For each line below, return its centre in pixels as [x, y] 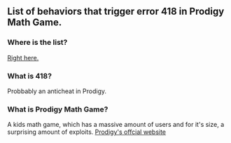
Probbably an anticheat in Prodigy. [57, 91]
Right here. [23, 57]
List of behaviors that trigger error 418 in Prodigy [116, 12]
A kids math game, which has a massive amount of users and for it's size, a [116, 125]
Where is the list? [37, 43]
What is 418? [30, 76]
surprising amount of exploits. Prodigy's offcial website [87, 132]
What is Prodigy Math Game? [58, 109]
